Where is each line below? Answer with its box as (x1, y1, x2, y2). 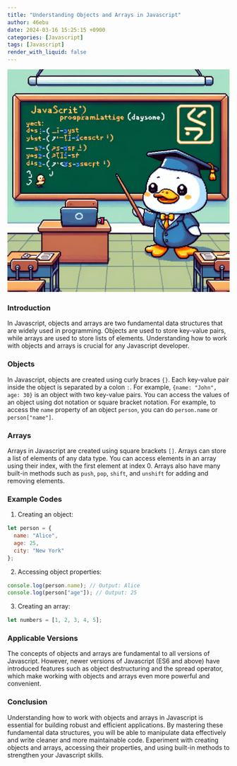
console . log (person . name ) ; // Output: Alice (7, 582, 140, 589)
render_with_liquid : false (7, 49, 87, 56)
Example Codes (7, 494, 62, 504)
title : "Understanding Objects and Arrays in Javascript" (7, 11, 181, 18)
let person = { (7, 525, 52, 532)
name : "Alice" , (13, 532, 59, 540)
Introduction (7, 302, 51, 312)
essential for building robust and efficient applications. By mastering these (7, 721, 224, 729)
